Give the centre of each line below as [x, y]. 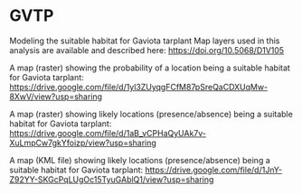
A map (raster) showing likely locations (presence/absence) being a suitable [151, 114]
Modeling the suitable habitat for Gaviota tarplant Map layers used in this [145, 41]
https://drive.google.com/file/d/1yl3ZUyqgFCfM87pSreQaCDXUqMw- [139, 87]
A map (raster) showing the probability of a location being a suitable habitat [150, 68]
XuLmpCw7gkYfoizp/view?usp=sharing [83, 143]
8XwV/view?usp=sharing [56, 97]
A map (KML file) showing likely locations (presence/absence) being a [140, 160]
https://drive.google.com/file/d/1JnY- [213, 170]
